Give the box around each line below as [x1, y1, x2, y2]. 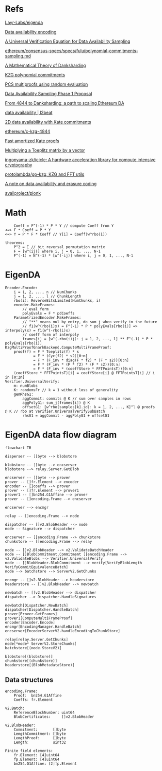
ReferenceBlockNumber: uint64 [14, 710, 75, 715]
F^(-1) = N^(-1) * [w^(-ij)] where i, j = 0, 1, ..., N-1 [14, 253, 133, 258]
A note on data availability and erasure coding [5, 181, 97, 186]
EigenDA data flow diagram [5, 429, 117, 440]
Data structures [5, 676, 53, 684]
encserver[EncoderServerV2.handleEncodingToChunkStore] [5, 628, 120, 633]
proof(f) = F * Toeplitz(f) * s [14, 349, 79, 354]
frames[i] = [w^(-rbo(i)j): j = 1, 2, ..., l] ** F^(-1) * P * [22, 336, 153, 341]
